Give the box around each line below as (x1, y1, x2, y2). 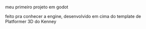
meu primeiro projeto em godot (5, 4, 69, 10)
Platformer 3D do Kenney (5, 19, 57, 24)
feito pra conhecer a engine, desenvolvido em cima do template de (5, 14, 142, 19)
